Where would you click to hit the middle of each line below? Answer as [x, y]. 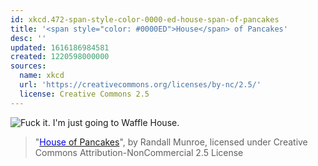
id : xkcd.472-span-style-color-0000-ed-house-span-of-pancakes [145, 19]
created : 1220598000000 [60, 57]
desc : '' [28, 38]
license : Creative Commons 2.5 [84, 94]
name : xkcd [42, 76]
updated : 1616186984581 [60, 47]
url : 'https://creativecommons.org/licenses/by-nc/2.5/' [140, 85]
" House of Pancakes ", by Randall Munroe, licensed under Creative [171, 142]
